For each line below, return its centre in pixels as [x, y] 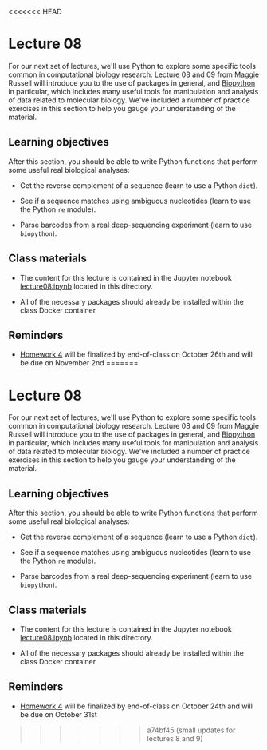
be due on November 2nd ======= [79, 363]
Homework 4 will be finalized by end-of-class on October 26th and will [136, 354]
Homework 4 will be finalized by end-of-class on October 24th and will [136, 706]
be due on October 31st [58, 714]
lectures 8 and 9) [175, 738]
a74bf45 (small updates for [191, 730]
